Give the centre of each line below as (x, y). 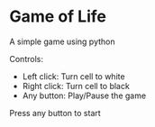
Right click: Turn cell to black (76, 86)
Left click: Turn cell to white (73, 76)
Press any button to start (55, 113)
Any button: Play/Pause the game (84, 95)
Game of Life (58, 17)
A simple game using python (62, 41)
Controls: (26, 59)
